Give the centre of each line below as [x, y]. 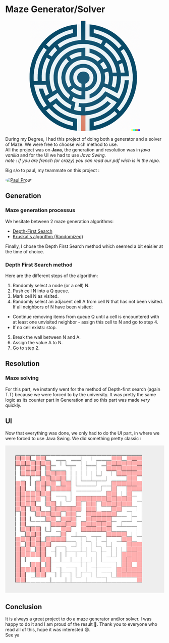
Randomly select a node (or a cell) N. [51, 285]
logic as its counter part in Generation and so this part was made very [78, 400]
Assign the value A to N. [38, 342]
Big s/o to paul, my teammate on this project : [52, 170]
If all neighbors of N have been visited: [53, 307]
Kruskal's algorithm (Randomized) [48, 236]
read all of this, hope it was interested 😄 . [48, 630]
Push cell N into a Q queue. [41, 291]
